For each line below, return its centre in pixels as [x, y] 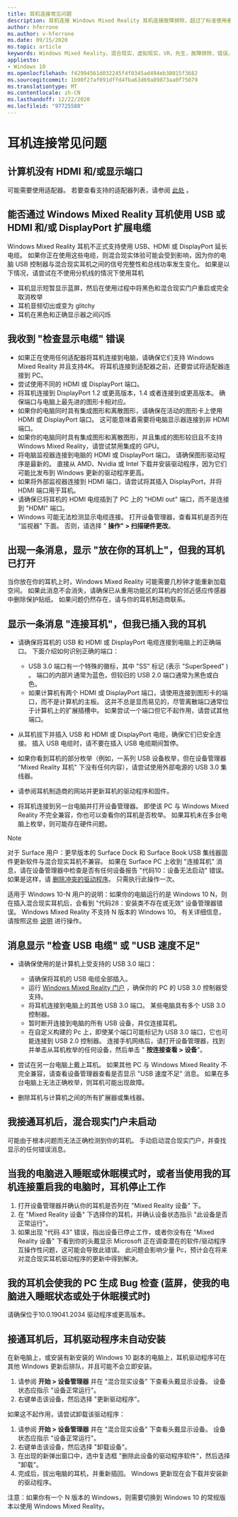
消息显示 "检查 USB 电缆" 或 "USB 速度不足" [104, 946]
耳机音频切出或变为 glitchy [56, 305]
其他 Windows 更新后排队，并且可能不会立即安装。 [81, 1366]
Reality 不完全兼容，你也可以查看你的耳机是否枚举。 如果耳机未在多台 [119, 815]
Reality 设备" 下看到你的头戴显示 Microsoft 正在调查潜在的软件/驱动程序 [122, 1241]
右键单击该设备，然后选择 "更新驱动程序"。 [80, 1399]
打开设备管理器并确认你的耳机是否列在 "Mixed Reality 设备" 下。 [111, 1205]
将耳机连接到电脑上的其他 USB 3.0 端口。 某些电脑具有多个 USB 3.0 [127, 1005]
